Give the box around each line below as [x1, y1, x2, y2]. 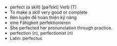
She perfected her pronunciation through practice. [9, 25, 113, 31]
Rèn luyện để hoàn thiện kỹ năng [9, 15, 77, 20]
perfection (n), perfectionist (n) [9, 30, 73, 36]
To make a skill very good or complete [9, 9, 88, 15]
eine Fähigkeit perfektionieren [9, 20, 71, 25]
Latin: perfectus [9, 35, 42, 41]
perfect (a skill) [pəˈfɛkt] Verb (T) [9, 4, 77, 10]
